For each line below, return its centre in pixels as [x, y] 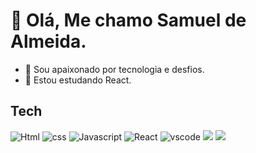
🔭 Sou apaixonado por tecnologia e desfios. [114, 69]
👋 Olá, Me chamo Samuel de [128, 20]
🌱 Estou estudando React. [78, 80]
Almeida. [48, 41]
